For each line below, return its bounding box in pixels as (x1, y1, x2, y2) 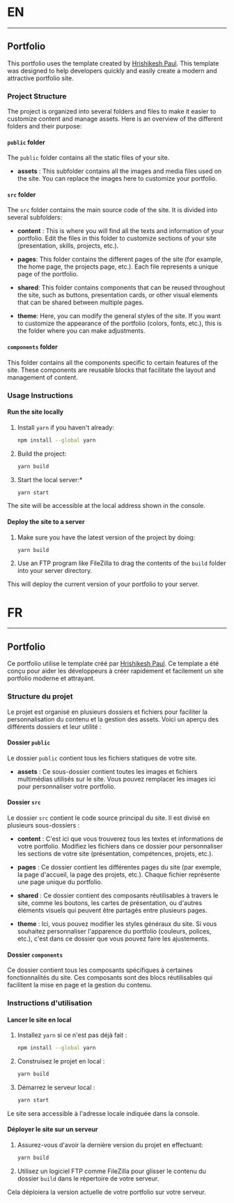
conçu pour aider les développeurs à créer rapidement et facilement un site (7, 667, 224, 675)
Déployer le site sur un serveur (7, 1125, 98, 1134)
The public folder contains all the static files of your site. (7, 154, 170, 162)
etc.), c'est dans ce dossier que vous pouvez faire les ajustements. (17, 934, 210, 943)
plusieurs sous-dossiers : (7, 821, 80, 829)
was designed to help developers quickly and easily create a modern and (7, 66, 217, 75)
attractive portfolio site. (7, 74, 75, 82)
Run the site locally (7, 408, 64, 416)
